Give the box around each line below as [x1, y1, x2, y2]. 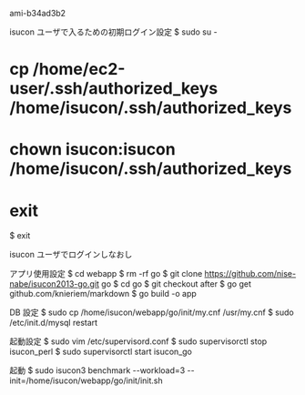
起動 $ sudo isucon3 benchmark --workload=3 [9, 365, 186, 376]
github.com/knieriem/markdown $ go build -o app [9, 289, 198, 299]
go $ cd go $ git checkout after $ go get [101, 279, 252, 289]
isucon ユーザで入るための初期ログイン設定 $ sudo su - [9, 26, 218, 37]
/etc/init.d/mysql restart [9, 318, 98, 329]
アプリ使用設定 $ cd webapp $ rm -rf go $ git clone [9, 268, 203, 279]
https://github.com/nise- [204, 268, 297, 279]
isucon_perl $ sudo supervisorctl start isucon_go [9, 346, 193, 358]
